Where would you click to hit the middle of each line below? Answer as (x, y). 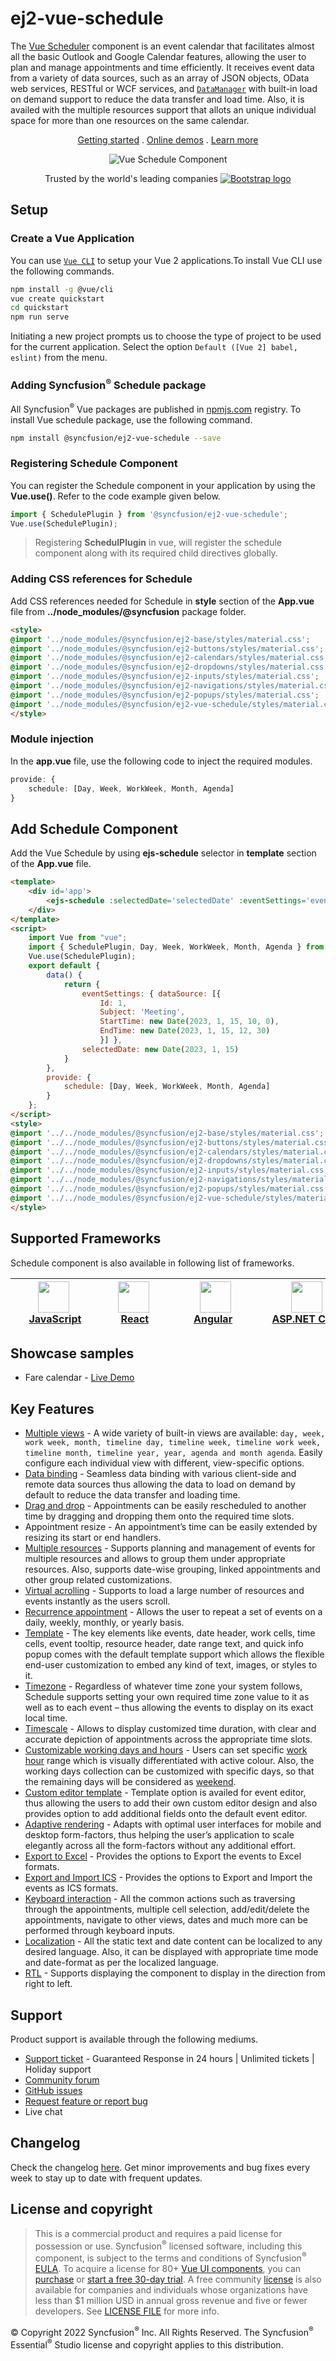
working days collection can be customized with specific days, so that (169, 1771)
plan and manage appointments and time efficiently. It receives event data (162, 67)
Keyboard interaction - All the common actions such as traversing (160, 1899)
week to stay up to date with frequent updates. (106, 2178)
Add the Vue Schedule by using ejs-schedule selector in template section (163, 853)
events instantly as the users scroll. (97, 1601)
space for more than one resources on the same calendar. (130, 120)
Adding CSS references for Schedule (101, 579)
